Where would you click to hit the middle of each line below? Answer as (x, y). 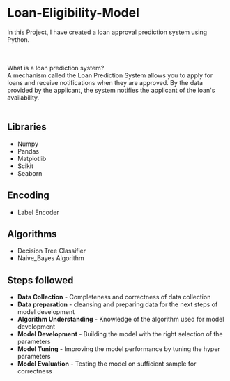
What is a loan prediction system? (56, 68)
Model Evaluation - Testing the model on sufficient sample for (107, 364)
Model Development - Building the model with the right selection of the (120, 334)
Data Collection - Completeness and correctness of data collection (114, 297)
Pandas (28, 151)
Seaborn (30, 173)
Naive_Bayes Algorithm (51, 258)
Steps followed (40, 280)
